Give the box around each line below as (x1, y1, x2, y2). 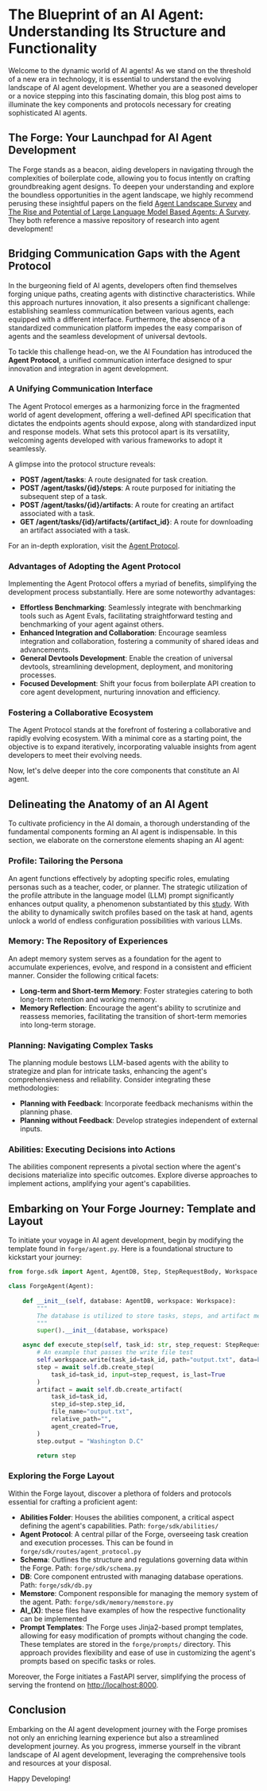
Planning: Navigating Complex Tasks (8, 1040, 153, 1051)
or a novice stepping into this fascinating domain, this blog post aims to (8, 91, 242, 100)
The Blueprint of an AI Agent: (8, 6, 204, 24)
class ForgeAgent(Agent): (8, 1282, 94, 1290)
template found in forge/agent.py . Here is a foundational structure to (8, 1244, 233, 1254)
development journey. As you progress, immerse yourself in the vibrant (8, 1741, 241, 1750)
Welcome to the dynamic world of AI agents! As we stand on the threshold (8, 65, 252, 75)
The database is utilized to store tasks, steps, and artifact (37, 1312, 250, 1320)
